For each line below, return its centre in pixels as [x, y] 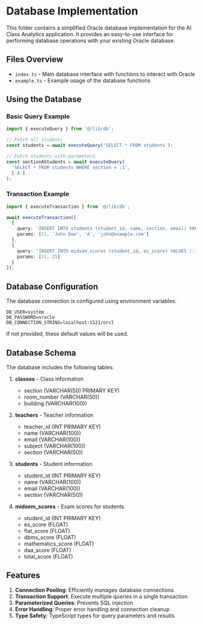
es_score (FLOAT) [46, 524]
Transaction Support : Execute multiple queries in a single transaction [101, 596]
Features [23, 575]
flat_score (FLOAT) [47, 530]
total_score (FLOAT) [48, 556]
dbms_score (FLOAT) [50, 537]
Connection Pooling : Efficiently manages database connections [94, 590]
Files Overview [35, 59]
